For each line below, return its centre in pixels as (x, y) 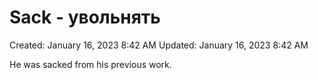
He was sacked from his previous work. (90, 64)
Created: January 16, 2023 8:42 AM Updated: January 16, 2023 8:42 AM (159, 45)
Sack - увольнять (85, 17)
